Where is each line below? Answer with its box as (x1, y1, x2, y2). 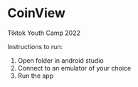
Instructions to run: (7, 42, 63, 51)
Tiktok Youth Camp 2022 (7, 29, 80, 37)
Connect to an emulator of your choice (17, 63, 132, 72)
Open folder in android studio (17, 56, 105, 65)
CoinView (7, 5, 66, 21)
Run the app (17, 71, 54, 80)
